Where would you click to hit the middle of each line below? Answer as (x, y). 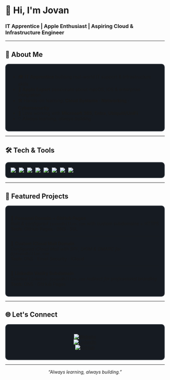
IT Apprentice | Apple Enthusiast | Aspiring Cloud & (69, 26)
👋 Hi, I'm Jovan (37, 10)
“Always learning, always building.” (85, 372)
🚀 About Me (24, 55)
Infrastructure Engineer (35, 32)
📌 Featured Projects (37, 196)
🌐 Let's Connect (31, 315)
